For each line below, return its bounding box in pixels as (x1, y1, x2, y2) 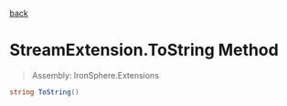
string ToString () (9, 87, 80, 97)
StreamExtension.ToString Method (9, 40, 279, 60)
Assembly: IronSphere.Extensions (31, 69, 160, 80)
